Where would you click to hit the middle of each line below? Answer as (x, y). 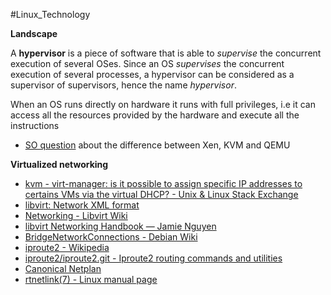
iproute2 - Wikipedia (67, 247)
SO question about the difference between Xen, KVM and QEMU (157, 145)
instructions (35, 125)
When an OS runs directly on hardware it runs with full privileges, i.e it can (163, 104)
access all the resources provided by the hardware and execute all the (155, 115)
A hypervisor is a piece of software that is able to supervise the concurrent (166, 53)
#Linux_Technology (50, 14)
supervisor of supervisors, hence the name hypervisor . (123, 85)
